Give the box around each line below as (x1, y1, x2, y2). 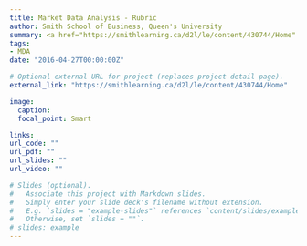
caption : (17, 106, 51, 115)
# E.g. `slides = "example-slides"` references (9, 206, 203, 215)
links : (9, 130, 35, 139)
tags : (9, 38, 30, 48)
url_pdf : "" (9, 148, 55, 157)
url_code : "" (9, 138, 59, 149)
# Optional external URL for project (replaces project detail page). (9, 72, 284, 82)
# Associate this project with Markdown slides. (9, 189, 206, 199)
